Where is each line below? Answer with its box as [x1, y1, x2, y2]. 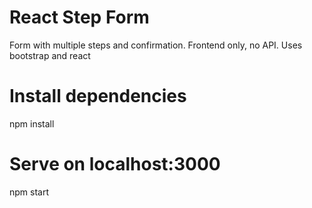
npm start [9, 186, 50, 198]
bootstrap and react [9, 49, 91, 61]
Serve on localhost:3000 [9, 153, 221, 176]
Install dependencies [9, 85, 187, 108]
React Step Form [9, 6, 150, 29]
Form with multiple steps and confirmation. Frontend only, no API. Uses [9, 39, 303, 51]
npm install [9, 117, 55, 130]
